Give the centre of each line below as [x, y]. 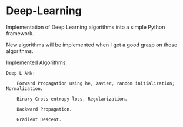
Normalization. [25, 88]
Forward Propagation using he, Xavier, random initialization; [96, 83]
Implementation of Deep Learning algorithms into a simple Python [86, 27]
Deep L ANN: [21, 73]
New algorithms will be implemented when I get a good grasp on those [92, 45]
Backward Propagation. [44, 109]
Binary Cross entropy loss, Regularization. [72, 99]
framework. [20, 33]
